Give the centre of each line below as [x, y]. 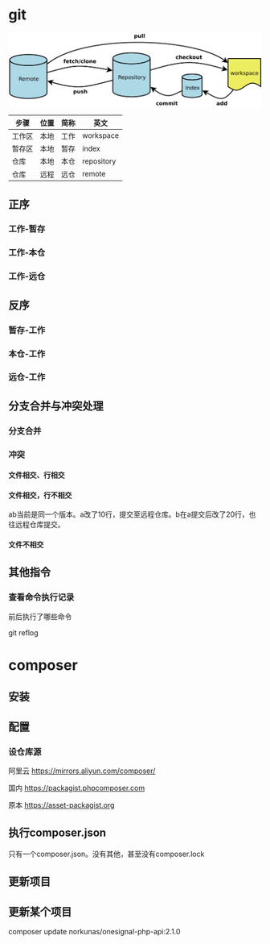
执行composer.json [57, 833]
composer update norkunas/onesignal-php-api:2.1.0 [94, 932]
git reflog [23, 632]
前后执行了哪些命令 [40, 616]
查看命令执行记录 [41, 597]
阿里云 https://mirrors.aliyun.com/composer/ [82, 771]
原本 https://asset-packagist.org [61, 805]
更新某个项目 [40, 911]
